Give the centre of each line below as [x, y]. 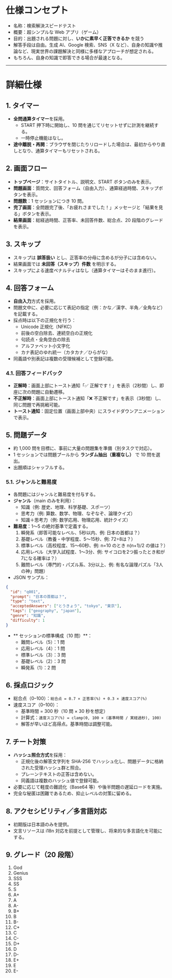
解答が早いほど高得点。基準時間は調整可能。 [68, 724]
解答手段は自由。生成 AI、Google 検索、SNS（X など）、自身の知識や [86, 45]
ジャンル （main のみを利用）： [44, 501]
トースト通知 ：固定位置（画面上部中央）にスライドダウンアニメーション [89, 411]
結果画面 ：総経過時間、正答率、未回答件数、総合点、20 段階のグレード [88, 220]
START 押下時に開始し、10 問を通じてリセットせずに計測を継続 [88, 125]
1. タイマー [23, 105]
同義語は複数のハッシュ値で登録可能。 [61, 780]
